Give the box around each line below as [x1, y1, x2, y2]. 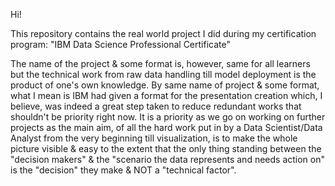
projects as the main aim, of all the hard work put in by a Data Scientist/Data [10, 122, 323, 133]
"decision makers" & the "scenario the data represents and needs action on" [10, 154, 326, 165]
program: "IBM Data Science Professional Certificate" [10, 39, 231, 50]
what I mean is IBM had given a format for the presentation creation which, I [10, 90, 323, 101]
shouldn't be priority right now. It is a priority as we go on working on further [10, 111, 326, 123]
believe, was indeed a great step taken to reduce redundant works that [10, 100, 302, 112]
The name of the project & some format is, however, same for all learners [10, 58, 311, 69]
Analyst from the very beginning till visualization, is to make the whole [10, 132, 298, 144]
